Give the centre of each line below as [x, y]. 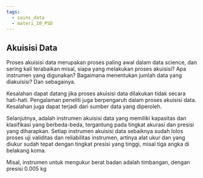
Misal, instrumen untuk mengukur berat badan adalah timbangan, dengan [98, 162]
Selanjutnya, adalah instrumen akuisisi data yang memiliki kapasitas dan [96, 118]
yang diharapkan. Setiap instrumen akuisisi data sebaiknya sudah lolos [95, 131]
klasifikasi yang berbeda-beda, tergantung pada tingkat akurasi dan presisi [100, 125]
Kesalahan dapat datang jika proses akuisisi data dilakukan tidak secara [96, 94]
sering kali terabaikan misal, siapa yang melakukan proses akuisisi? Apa [96, 69]
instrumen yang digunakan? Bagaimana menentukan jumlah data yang [94, 75]
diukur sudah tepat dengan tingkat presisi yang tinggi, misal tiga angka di [98, 144]
